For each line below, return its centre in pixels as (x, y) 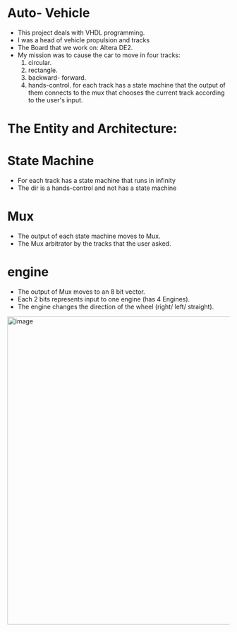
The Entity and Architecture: (92, 129)
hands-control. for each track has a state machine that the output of (127, 85)
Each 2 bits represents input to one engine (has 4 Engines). (104, 299)
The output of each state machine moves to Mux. (89, 236)
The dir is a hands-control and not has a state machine (97, 188)
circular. (39, 62)
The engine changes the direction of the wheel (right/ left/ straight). (116, 306)
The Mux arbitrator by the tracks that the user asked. (94, 244)
